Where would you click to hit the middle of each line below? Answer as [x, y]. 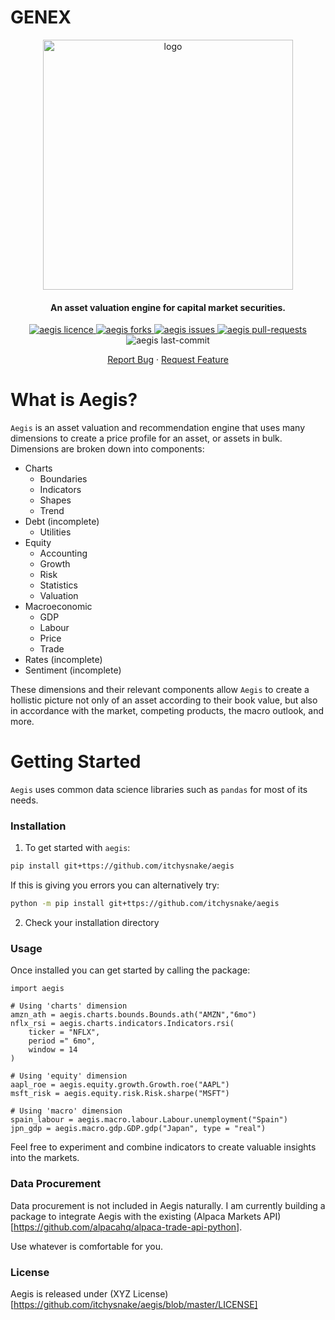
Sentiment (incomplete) [73, 670]
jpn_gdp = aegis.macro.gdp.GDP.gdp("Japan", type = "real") [138, 1129]
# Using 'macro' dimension [66, 1111]
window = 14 [53, 1050]
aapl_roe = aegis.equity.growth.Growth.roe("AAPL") [120, 1085]
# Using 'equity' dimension [69, 1076]
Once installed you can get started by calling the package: [130, 970]
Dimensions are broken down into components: [107, 449]
